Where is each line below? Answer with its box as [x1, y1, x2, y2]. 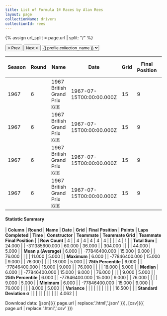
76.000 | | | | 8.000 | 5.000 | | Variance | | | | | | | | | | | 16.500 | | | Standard [5, 285, 158, 291]
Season [7, 64, 26, 71]
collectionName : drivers [5, 16, 57, 21]
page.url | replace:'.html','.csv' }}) [5, 306, 73, 312]
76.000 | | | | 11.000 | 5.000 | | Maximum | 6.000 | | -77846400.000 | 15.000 [5, 253, 161, 259]
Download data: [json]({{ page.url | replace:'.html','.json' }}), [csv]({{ [5, 300, 144, 306]
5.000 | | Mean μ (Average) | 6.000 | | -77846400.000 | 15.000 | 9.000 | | [5, 248, 155, 254]
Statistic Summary [5, 216, 45, 222]
